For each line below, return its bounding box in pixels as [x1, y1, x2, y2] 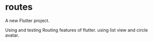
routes [5, 1, 33, 13]
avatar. [5, 32, 19, 38]
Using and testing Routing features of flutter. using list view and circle [5, 27, 148, 33]
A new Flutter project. [5, 18, 50, 23]
